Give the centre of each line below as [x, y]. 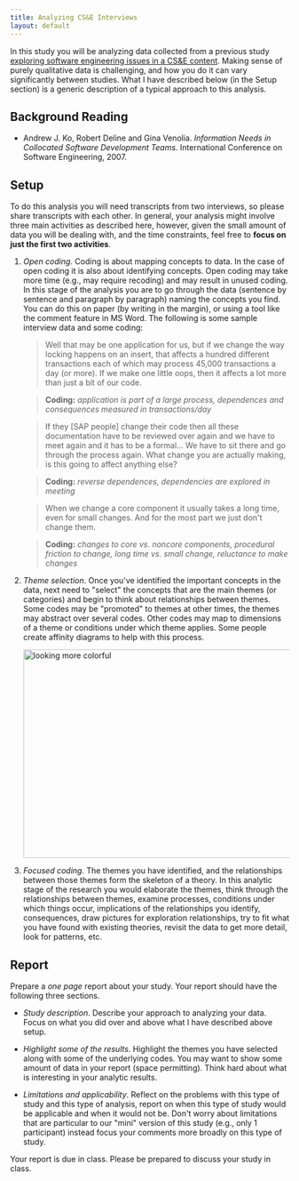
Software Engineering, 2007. [75, 157]
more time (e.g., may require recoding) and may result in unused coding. [155, 280]
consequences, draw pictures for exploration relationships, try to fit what [156, 918]
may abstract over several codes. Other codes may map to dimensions [152, 618]
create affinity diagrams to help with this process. [114, 638]
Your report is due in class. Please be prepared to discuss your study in [141, 1159]
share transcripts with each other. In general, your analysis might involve [143, 216]
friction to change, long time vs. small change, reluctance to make [166, 554]
